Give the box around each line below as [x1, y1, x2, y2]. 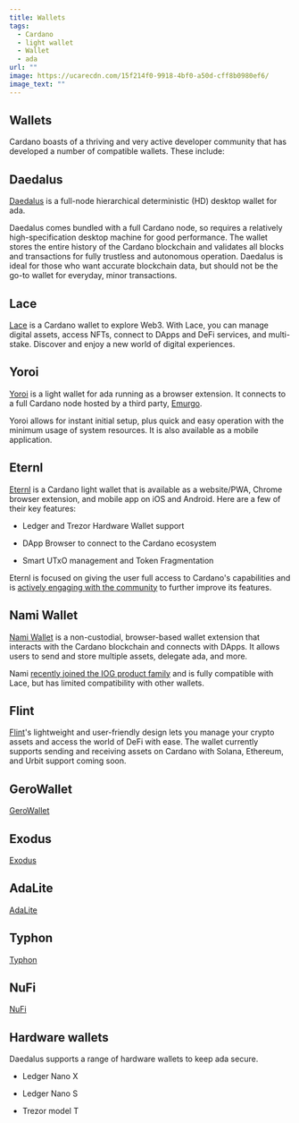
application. [9, 434, 53, 445]
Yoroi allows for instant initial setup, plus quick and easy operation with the [9, 415, 284, 426]
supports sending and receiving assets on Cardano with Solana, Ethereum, [9, 746, 284, 757]
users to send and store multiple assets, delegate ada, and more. [9, 651, 248, 661]
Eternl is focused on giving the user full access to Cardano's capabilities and [9, 572, 291, 583]
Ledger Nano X [21, 1071, 79, 1082]
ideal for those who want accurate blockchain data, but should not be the [9, 260, 278, 271]
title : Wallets [9, 13, 66, 22]
